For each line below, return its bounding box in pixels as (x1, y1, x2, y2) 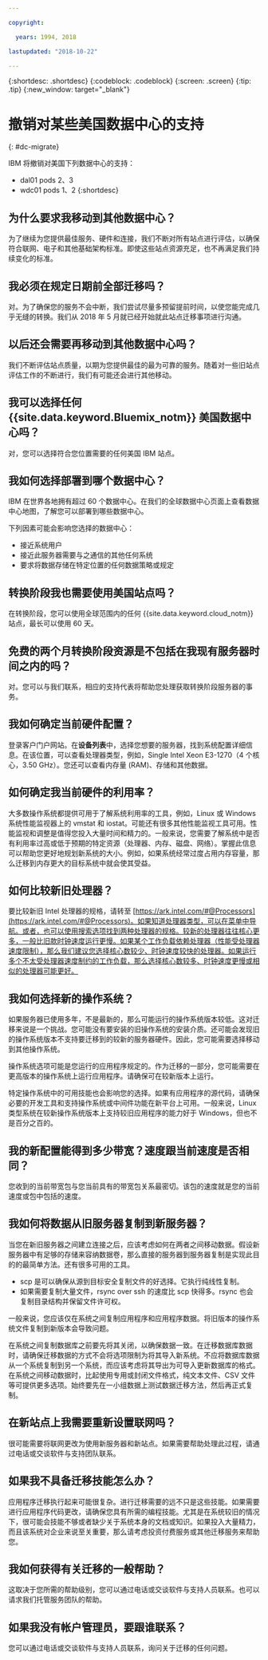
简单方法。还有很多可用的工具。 (29, 1260, 134, 1269)
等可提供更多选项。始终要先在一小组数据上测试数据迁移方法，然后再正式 (8, 1380, 246, 1390)
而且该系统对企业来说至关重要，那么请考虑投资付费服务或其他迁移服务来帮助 (8, 1527, 260, 1536)
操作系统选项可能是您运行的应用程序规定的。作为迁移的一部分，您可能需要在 (8, 1062, 260, 1071)
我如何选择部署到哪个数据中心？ (8, 474, 166, 487)
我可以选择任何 (8, 396, 82, 409)
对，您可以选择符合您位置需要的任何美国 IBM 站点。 (8, 448, 179, 458)
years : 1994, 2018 (15, 33, 77, 41)
